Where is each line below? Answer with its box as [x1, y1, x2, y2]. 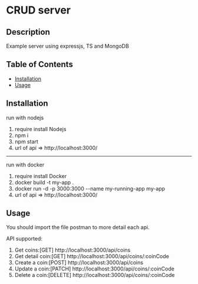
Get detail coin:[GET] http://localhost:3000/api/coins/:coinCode [14, 253, 169, 260]
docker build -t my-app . [14, 179, 74, 186]
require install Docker [14, 172, 67, 179]
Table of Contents [6, 59, 74, 69]
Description [6, 27, 50, 37]
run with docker [6, 161, 45, 168]
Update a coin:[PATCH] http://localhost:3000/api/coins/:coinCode [14, 265, 175, 272]
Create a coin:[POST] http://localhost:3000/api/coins [14, 259, 143, 266]
